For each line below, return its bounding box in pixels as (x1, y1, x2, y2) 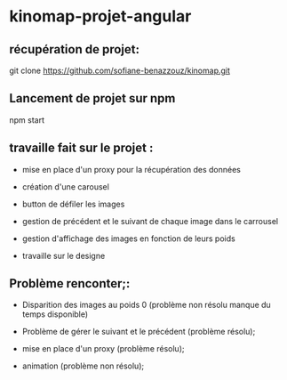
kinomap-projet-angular (9, 6, 192, 27)
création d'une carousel (21, 181, 109, 192)
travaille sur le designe (21, 250, 106, 261)
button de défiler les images (21, 198, 125, 209)
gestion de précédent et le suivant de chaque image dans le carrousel (21, 215, 278, 226)
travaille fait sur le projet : (9, 141, 154, 156)
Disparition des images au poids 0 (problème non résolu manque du (21, 300, 271, 311)
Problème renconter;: (9, 276, 131, 291)
